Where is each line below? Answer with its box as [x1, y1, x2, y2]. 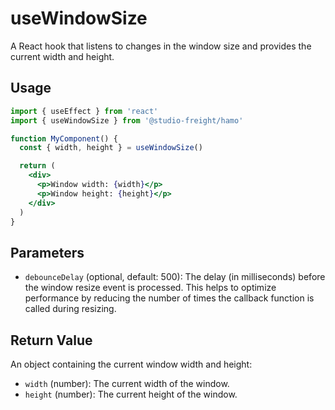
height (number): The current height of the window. [24, 388, 238, 400]
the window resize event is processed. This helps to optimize [24, 282, 277, 294]
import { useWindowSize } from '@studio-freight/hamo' [10, 115, 244, 126]
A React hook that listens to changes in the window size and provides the [10, 40, 312, 52]
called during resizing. [24, 303, 117, 315]
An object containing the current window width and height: [10, 358, 253, 370]
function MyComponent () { [10, 133, 118, 144]
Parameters [10, 244, 85, 261]
